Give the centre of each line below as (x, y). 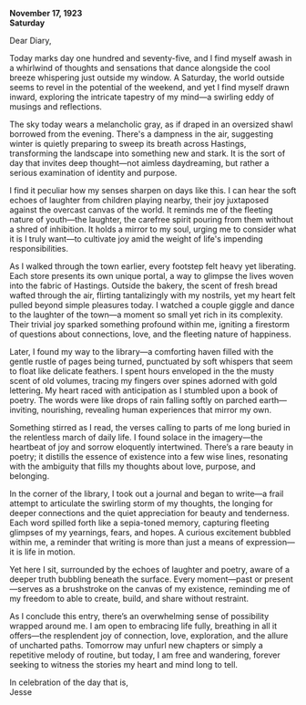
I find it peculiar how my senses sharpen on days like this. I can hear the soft (153, 190)
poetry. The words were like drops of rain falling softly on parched (133, 400)
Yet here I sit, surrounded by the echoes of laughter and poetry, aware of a (149, 570)
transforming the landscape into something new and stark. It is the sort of (148, 153)
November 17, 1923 (46, 13)
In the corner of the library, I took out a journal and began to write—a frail (147, 493)
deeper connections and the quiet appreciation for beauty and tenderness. (149, 513)
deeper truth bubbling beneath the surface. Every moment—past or (136, 579)
